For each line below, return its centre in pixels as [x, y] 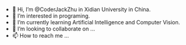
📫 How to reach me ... [40, 36]
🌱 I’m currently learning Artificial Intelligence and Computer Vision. [96, 22]
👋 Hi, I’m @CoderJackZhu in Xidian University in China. [81, 9]
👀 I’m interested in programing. [51, 16]
